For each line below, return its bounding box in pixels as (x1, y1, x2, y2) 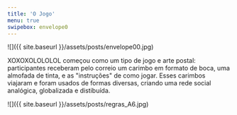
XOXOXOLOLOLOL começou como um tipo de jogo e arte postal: (7, 56, 197, 65)
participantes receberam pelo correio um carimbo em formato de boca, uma (7, 64, 231, 73)
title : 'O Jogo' (7, 10, 55, 18)
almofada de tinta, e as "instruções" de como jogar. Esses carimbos (7, 71, 206, 80)
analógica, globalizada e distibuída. (7, 86, 111, 95)
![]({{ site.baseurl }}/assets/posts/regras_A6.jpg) (7, 100, 149, 109)
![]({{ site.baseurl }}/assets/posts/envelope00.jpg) (7, 43, 154, 52)
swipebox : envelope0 (7, 23, 69, 30)
